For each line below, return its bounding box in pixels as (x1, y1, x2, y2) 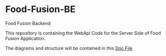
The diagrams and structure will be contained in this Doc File (5, 45, 133, 51)
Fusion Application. (5, 35, 46, 41)
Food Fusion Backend (5, 20, 51, 26)
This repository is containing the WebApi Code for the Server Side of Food (5, 30, 161, 36)
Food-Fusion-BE (5, 4, 76, 15)
